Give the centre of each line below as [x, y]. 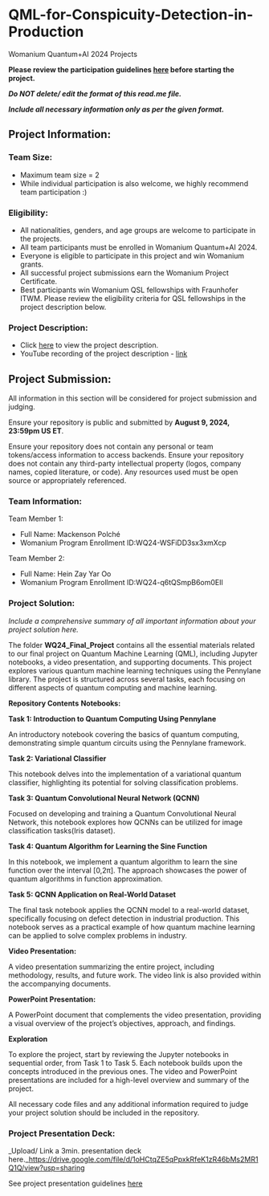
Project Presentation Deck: [62, 1133]
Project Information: [59, 134]
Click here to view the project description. [89, 345]
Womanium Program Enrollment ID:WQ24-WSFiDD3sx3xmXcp [123, 543]
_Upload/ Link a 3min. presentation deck [75, 1150]
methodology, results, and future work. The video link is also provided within [135, 975]
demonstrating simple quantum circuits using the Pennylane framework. [127, 742]
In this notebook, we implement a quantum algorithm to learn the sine [123, 861]
